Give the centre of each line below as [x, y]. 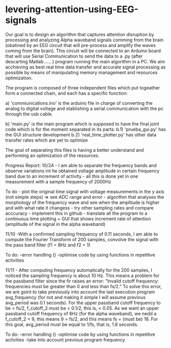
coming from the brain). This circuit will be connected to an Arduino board [83, 51]
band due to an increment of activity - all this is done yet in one [72, 176]
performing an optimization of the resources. [52, 155]
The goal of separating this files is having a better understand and [75, 150]
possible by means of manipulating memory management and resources [81, 72]
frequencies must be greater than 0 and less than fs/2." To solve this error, [84, 286]
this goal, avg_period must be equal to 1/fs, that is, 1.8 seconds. [72, 324]
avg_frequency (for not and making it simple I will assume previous [76, 297]
